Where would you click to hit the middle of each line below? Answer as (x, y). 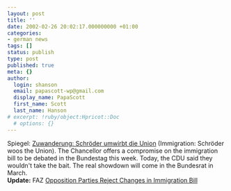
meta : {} (20, 72)
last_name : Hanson (40, 110)
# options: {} (34, 123)
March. (17, 173)
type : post (23, 59)
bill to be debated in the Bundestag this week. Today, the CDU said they (110, 158)
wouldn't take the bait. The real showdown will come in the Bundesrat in (110, 165)
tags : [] (20, 46)
